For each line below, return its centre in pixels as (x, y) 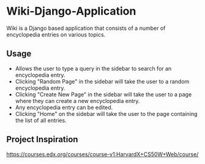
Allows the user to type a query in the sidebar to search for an (93, 68)
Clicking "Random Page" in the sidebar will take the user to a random (102, 81)
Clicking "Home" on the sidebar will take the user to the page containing (106, 113)
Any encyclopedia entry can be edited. (64, 107)
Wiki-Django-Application (71, 11)
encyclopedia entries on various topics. (56, 34)
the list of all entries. (41, 120)
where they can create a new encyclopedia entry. (77, 101)
